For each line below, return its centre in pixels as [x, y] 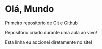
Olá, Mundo [29, 9]
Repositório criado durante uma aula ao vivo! [51, 32]
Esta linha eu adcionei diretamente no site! [48, 42]
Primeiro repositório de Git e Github [41, 23]
